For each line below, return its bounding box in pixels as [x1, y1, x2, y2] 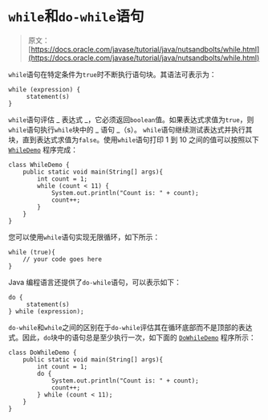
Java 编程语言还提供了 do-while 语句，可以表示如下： [8, 277, 182, 287]
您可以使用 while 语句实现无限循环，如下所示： [8, 232, 160, 242]
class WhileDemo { [8, 161, 70, 169]
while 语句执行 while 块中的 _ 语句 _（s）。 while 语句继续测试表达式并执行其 [8, 124, 253, 134]
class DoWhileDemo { [8, 349, 78, 357]
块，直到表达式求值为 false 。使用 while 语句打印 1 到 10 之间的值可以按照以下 [8, 134, 259, 145]
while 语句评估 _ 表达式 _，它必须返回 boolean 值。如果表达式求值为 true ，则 [8, 114, 254, 124]
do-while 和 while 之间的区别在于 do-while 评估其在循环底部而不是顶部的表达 [8, 322, 253, 332]
